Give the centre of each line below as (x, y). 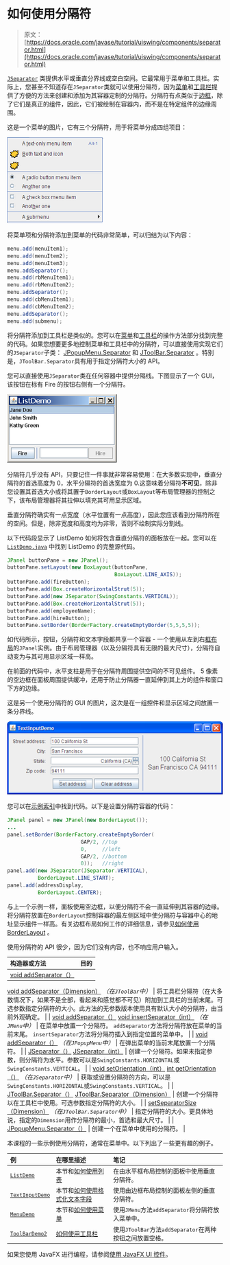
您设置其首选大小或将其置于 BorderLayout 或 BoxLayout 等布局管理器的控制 (108, 491)
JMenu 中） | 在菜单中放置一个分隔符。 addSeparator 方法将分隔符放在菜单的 (112, 1026)
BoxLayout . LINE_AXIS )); (148, 575)
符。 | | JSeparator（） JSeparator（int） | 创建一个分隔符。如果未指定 (107, 1051)
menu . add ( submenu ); (35, 321)
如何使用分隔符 (49, 14)
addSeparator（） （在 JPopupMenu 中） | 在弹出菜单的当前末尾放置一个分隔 (111, 1043)
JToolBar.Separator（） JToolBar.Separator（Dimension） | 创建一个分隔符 (113, 1094)
